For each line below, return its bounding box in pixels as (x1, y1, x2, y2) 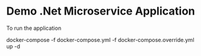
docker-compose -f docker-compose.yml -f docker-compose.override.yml (6, 36, 194, 43)
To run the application (6, 24, 62, 32)
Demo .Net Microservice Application (6, 4, 196, 18)
